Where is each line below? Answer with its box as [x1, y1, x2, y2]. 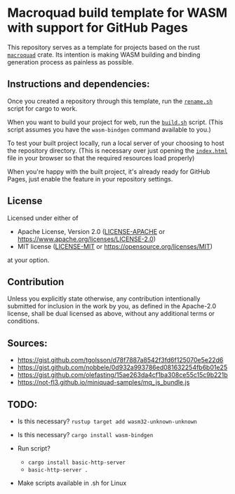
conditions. [7, 317, 40, 325]
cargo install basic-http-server [27, 459, 126, 466]
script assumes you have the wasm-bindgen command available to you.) [7, 125, 212, 134]
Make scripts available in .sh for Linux [17, 479, 127, 487]
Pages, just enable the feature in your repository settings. [7, 174, 173, 183]
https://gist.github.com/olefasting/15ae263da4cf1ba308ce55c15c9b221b [17, 371, 228, 379]
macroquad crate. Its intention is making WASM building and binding [7, 50, 201, 59]
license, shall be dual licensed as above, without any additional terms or [7, 310, 215, 318]
